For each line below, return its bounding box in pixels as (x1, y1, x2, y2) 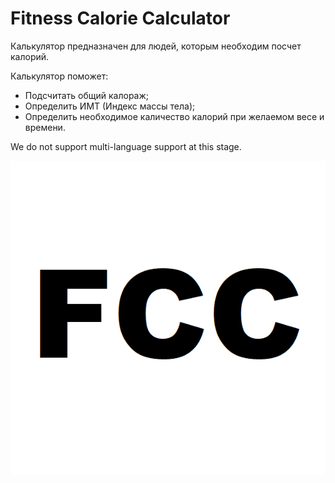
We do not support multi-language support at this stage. (10, 140, 242, 152)
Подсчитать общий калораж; (24, 89, 150, 101)
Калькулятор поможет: (10, 70, 109, 82)
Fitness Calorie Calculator (10, 7, 231, 30)
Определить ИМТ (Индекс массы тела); (24, 100, 196, 112)
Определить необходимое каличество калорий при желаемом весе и (24, 110, 325, 122)
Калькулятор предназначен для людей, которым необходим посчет (10, 40, 302, 52)
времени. (24, 121, 66, 133)
